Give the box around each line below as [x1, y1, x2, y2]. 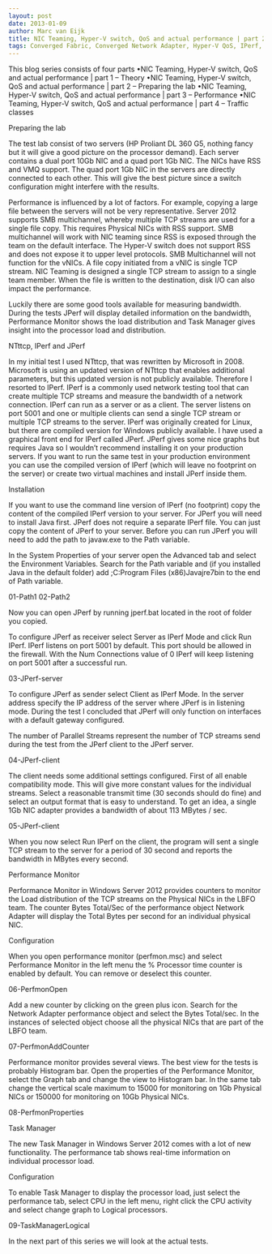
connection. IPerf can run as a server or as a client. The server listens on [8, 400, 251, 410]
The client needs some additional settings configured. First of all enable [8, 771, 248, 781]
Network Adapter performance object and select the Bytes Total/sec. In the [8, 1009, 260, 1019]
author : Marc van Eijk [8, 27, 85, 35]
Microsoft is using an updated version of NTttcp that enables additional [8, 366, 245, 376]
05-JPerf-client [8, 821, 60, 831]
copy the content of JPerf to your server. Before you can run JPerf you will [8, 526, 257, 536]
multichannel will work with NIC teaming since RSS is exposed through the [8, 232, 257, 242]
